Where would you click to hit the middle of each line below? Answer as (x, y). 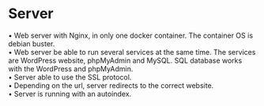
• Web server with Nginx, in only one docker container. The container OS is (131, 35)
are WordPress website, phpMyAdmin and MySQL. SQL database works (125, 60)
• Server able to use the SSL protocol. (70, 77)
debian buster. (32, 43)
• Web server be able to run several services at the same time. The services (132, 52)
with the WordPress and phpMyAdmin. (71, 68)
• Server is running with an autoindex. (70, 93)
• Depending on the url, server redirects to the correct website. (111, 85)
